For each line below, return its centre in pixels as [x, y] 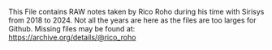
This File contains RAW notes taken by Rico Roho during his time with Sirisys [136, 12]
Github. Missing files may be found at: [72, 29]
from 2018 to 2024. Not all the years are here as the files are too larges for [132, 20]
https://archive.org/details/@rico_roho [72, 37]
